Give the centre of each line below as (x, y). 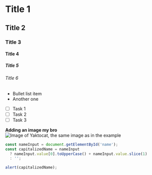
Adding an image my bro (31, 130)
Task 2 (19, 114)
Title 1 (18, 9)
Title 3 (13, 42)
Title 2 (15, 28)
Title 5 (12, 65)
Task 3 (19, 120)
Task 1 (19, 108)
